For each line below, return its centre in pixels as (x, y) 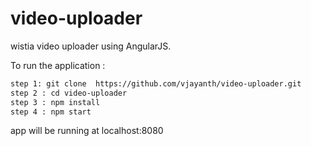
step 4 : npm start (51, 112)
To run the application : (58, 65)
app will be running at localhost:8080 (87, 131)
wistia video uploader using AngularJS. (91, 46)
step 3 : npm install (55, 102)
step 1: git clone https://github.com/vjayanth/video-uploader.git (156, 83)
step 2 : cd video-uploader (69, 93)
